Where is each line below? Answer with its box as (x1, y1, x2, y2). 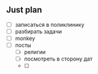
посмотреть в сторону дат (24, 55, 93, 62)
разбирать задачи (15, 27, 62, 35)
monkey (15, 35, 35, 42)
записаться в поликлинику (15, 21, 85, 28)
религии (24, 49, 46, 56)
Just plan (6, 5, 42, 15)
